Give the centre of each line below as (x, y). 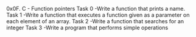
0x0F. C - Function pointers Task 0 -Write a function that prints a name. (96, 9)
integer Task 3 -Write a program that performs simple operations (87, 27)
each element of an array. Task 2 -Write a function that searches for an (95, 21)
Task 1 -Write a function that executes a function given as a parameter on (98, 15)
